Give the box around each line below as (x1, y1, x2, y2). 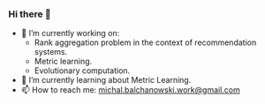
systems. (34, 47, 68, 57)
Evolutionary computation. (34, 65, 131, 76)
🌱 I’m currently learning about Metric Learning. (20, 75, 192, 85)
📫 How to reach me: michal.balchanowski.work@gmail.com (20, 85, 240, 95)
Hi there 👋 (8, 8, 52, 20)
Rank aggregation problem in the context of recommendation (34, 37, 257, 48)
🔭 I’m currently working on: (20, 28, 120, 39)
